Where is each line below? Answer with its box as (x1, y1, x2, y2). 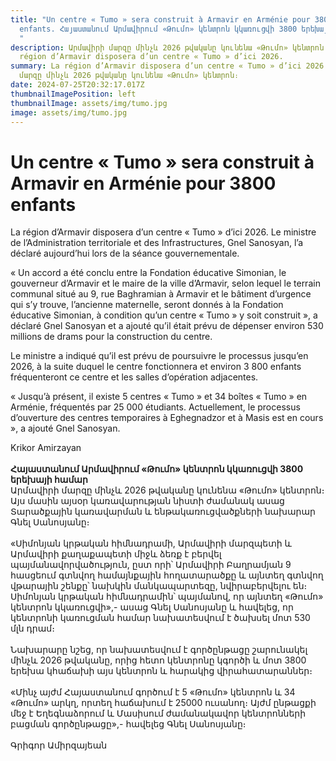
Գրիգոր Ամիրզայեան (10, 739, 108, 751)
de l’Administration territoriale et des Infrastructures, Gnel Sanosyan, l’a (10, 237, 304, 249)
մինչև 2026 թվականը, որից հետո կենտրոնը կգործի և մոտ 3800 (10, 654, 307, 666)
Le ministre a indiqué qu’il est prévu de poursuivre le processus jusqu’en (10, 350, 309, 362)
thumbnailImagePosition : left (10, 89, 137, 99)
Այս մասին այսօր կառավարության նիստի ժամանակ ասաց (10, 495, 285, 507)
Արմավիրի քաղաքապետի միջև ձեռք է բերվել (10, 548, 222, 560)
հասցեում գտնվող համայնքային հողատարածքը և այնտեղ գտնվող (10, 569, 324, 581)
